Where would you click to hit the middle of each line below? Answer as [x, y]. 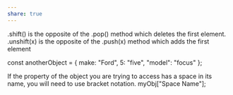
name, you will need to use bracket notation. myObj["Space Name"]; [107, 83]
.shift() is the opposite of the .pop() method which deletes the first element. [117, 34]
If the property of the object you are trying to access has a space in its [110, 76]
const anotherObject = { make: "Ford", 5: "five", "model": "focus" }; [105, 62]
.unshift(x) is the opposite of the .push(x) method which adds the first [108, 41]
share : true [25, 14]
